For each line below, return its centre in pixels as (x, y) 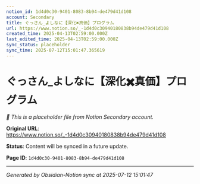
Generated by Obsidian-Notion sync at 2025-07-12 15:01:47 (80, 175)
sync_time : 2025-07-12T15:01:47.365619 (56, 50)
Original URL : (23, 128)
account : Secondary (30, 17)
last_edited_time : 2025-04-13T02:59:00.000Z (62, 39)
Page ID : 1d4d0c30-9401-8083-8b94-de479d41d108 (65, 157)
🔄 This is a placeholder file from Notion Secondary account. (80, 117)
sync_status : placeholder (38, 45)
